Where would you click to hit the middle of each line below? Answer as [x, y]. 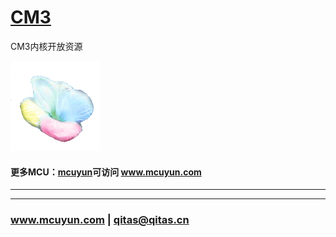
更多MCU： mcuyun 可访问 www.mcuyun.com [106, 172]
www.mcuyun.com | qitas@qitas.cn [100, 220]
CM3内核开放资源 [46, 46]
